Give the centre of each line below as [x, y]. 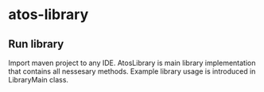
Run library [36, 44]
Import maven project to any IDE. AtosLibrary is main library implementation [132, 63]
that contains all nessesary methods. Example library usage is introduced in [132, 71]
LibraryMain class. [39, 80]
